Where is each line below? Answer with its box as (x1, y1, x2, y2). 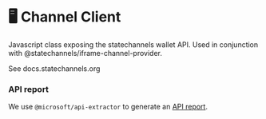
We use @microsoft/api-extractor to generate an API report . (8, 102, 208, 112)
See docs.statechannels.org (8, 63, 101, 73)
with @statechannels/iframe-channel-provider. (8, 48, 162, 58)
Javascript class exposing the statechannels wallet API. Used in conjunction (8, 39, 259, 50)
